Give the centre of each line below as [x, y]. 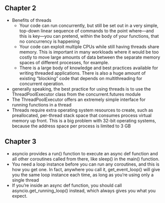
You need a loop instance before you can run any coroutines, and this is [86, 164]
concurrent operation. [42, 84]
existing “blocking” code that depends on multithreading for [81, 78]
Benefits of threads [32, 20]
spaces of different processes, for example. [64, 62]
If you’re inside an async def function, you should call [67, 185]
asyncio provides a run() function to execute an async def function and [85, 153]
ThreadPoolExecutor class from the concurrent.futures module [76, 94]
